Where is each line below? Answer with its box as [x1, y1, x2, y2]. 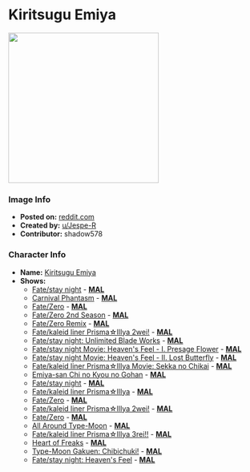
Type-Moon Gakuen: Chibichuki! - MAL [31, 446, 163, 456]
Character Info [8, 249, 67, 260]
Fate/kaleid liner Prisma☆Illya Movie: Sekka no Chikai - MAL [31, 361, 232, 370]
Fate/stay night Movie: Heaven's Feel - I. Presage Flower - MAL [31, 344, 242, 353]
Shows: [19, 276, 46, 285]
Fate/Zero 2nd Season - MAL [31, 310, 129, 320]
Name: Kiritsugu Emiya [19, 267, 96, 277]
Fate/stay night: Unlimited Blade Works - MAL [31, 335, 183, 345]
